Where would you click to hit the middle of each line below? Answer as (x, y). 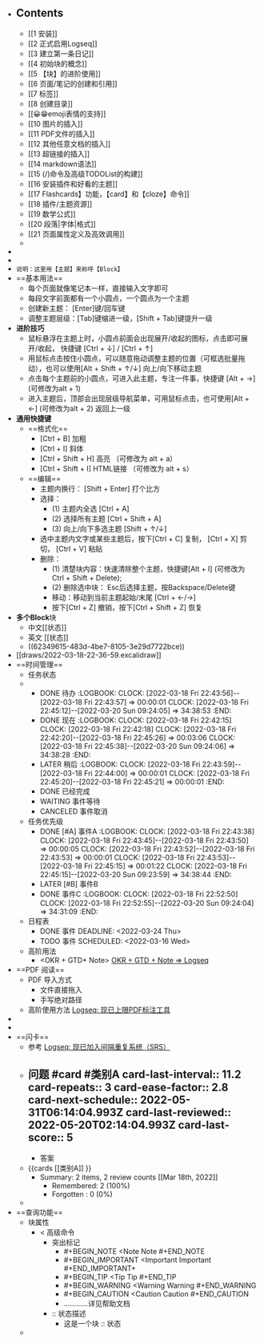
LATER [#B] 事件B (69, 884)
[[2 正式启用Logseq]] (62, 43)
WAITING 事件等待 (70, 801)
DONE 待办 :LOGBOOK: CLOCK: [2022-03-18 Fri (119, 693)
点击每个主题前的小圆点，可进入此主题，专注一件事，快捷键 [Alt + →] (142, 378)
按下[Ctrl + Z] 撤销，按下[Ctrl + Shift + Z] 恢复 (127, 607)
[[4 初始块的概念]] (58, 63)
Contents (40, 13)
